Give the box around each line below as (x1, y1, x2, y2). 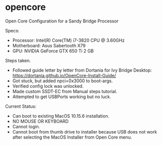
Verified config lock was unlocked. (12, 83, 84, 89)
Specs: (5, 27, 20, 33)
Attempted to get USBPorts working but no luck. (12, 94, 111, 100)
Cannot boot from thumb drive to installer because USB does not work (12, 129, 157, 135)
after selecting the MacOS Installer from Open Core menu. (12, 134, 132, 140)
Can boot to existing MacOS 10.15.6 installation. (12, 113, 110, 119)
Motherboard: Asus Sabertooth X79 (12, 42, 86, 48)
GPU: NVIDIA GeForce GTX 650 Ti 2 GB (12, 48, 94, 54)
